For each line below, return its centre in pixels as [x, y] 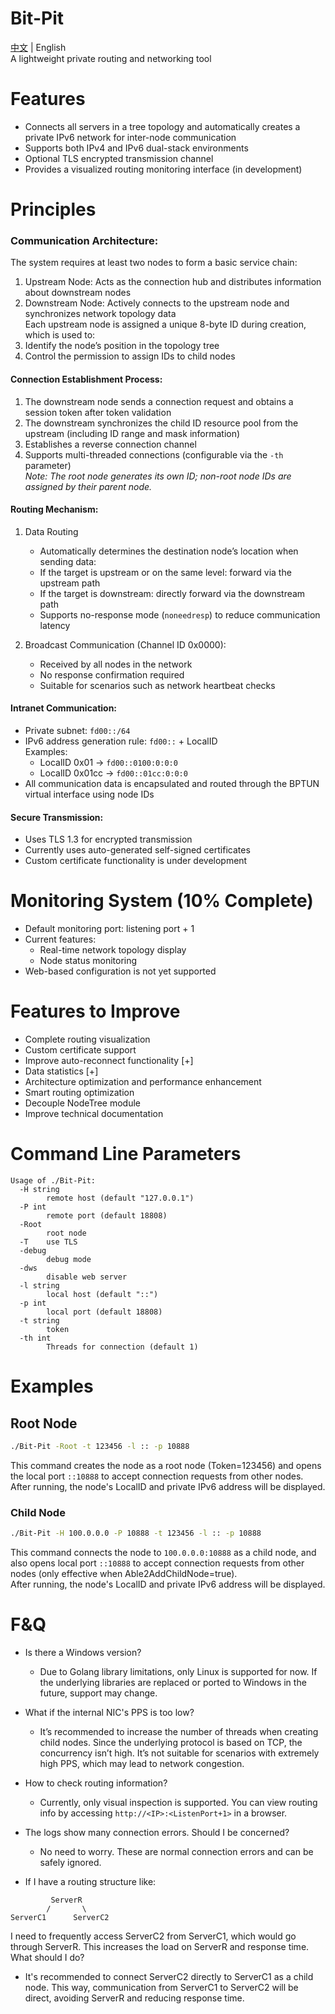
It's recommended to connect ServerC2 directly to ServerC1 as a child [169, 1976]
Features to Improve [95, 1011]
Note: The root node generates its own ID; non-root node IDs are [158, 476]
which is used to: [60, 335]
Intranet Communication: [64, 708]
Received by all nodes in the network [116, 664]
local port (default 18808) [104, 1312]
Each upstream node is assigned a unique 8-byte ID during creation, [165, 324]
